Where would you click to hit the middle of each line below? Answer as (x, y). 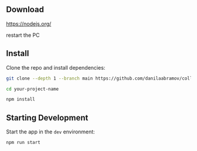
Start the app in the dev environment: (50, 132)
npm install (21, 99)
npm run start (23, 143)
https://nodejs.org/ (29, 23)
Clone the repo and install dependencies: (56, 67)
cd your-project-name (33, 89)
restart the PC (23, 35)
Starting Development (47, 117)
